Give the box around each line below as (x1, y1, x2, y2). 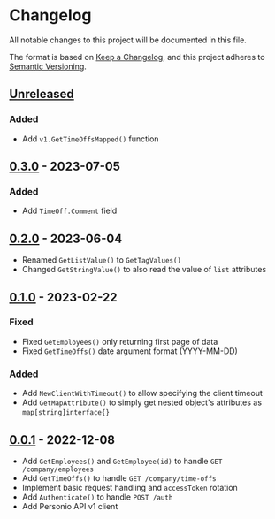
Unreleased (9, 87, 75, 102)
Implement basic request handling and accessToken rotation (21, 482, 239, 492)
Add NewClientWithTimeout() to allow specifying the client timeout (21, 388, 264, 399)
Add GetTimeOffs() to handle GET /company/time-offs (21, 472, 217, 483)
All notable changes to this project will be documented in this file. (9, 34, 248, 45)
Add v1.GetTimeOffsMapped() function (21, 134, 159, 144)
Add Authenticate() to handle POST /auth (21, 492, 173, 502)
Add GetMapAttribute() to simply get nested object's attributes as (21, 397, 263, 408)
